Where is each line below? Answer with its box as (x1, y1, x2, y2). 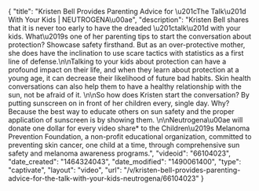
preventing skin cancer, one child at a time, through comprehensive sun (8, 141, 240, 149)
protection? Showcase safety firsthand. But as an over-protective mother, (8, 40, 246, 50)
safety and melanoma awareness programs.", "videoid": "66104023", (8, 149, 232, 158)
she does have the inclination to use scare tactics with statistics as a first (8, 49, 244, 57)
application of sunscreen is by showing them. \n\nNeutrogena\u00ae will (8, 116, 243, 124)
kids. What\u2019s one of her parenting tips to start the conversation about (8, 31, 252, 41)
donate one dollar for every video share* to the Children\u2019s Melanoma (8, 123, 250, 133)
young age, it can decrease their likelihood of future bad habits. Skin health (8, 74, 251, 83)
